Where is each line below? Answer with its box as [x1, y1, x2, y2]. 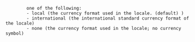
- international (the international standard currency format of [26, 16, 190, 21]
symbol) [5, 30, 25, 36]
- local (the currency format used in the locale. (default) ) [26, 10, 184, 16]
